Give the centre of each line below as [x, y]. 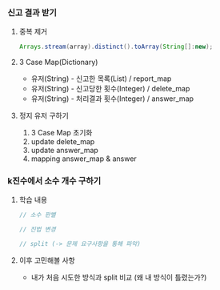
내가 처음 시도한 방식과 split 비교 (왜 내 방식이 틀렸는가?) [119, 277]
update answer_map [65, 151]
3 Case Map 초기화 [62, 133]
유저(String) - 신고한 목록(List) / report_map [101, 79]
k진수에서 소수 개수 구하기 [54, 181]
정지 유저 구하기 [44, 116]
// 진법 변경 [38, 230]
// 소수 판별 [38, 215]
